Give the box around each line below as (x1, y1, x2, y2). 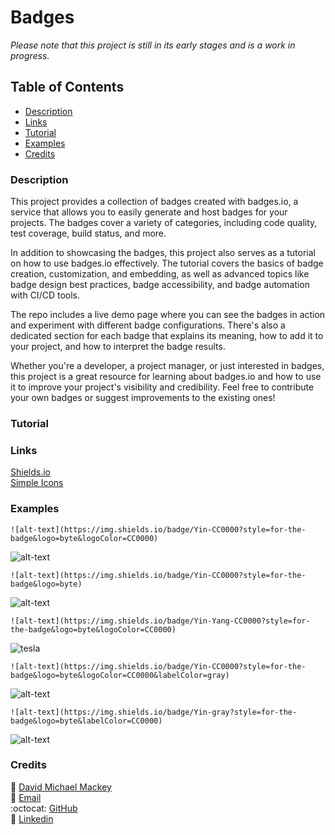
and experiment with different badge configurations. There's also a (10, 319, 286, 331)
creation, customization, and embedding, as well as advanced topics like (10, 268, 310, 280)
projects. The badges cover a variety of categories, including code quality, (10, 217, 318, 229)
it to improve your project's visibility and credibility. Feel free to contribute (10, 381, 315, 393)
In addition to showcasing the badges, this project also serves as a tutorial (10, 247, 316, 259)
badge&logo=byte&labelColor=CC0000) (10, 716, 163, 726)
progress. (10, 49, 50, 61)
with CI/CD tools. (10, 289, 80, 301)
